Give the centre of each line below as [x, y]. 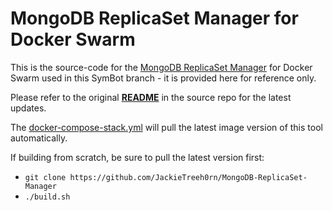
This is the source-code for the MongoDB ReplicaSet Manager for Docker [161, 67]
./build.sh [47, 197]
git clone [45, 177]
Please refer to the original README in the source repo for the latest [151, 97]
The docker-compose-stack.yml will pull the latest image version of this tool [166, 127]
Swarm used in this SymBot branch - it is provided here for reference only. [163, 78]
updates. [28, 108]
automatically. [39, 138]
